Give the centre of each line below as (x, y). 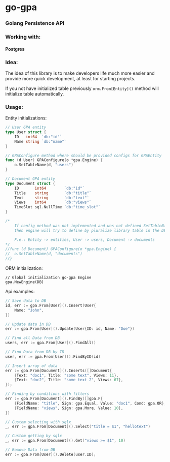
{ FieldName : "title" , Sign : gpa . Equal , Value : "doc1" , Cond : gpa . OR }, (90, 403)
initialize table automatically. (35, 94)
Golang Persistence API (35, 23)
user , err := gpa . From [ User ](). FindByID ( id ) (53, 357)
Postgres (15, 49)
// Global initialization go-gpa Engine (49, 278)
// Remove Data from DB (30, 450)
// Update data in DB (28, 324)
